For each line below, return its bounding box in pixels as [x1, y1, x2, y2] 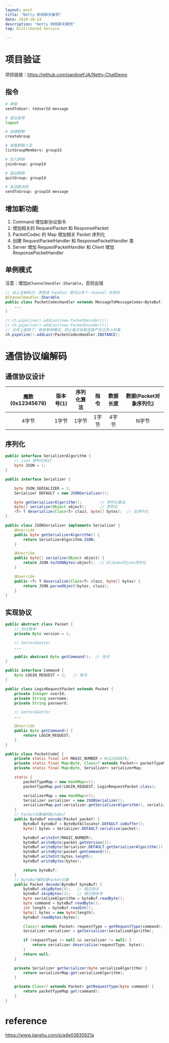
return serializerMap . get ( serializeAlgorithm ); [23, 970, 125, 975]
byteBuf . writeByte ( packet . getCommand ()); [23, 849, 112, 855]
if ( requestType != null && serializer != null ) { [23, 938, 132, 943]
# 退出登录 [5, 115, 25, 120]
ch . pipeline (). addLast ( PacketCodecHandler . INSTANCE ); [5, 332, 121, 337]
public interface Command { [5, 668, 64, 673]
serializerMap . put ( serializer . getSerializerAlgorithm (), [23, 802, 145, 808]
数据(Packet [125, 392, 155, 399]
